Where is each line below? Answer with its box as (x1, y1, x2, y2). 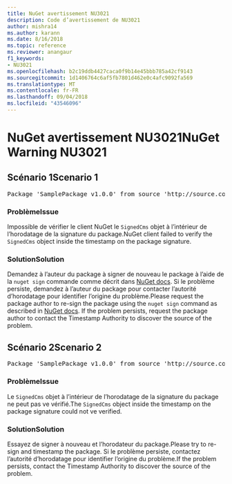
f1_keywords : (7, 55, 45, 62)
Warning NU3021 (7, 144, 107, 160)
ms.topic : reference (7, 42, 67, 49)
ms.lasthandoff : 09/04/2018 (7, 94, 88, 101)
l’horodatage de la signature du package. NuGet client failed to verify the (7, 230, 213, 238)
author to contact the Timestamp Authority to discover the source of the (7, 314, 213, 322)
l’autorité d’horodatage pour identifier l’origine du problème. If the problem (7, 454, 217, 463)
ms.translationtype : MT (7, 81, 76, 88)
